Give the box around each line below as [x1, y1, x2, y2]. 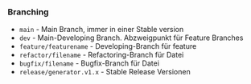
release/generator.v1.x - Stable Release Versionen [19, 67, 191, 77]
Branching [7, 6, 49, 18]
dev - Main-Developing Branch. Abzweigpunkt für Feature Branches [19, 33, 244, 42]
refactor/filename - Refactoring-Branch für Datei [19, 50, 184, 60]
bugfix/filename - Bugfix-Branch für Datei [19, 58, 160, 68]
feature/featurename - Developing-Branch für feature [19, 42, 197, 51]
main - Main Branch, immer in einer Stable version [19, 25, 184, 34]
